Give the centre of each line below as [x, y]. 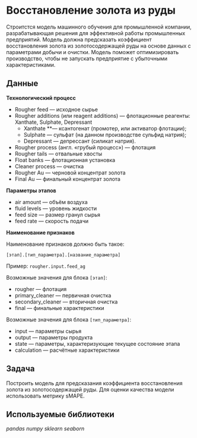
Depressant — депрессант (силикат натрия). [80, 141]
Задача [20, 369]
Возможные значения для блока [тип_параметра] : [69, 320]
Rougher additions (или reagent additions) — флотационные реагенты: [103, 115]
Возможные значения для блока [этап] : [57, 277]
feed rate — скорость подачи [52, 221]
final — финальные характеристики [60, 308]
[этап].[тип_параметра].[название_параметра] [63, 255]
